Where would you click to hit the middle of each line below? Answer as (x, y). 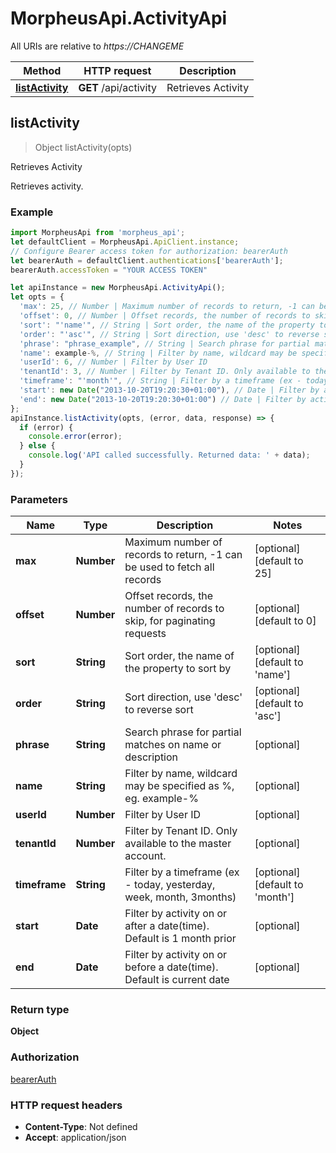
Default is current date (177, 980)
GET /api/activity (117, 87)
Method (42, 70)
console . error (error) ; (75, 437)
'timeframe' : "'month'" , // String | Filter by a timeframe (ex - (160, 381)
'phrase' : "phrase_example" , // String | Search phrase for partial (165, 343)
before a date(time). (171, 967)
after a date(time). (167, 926)
